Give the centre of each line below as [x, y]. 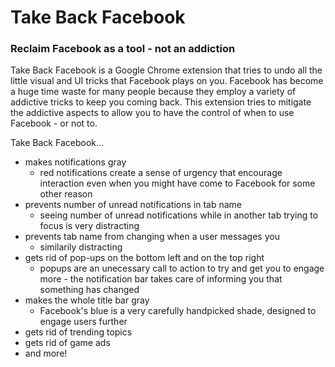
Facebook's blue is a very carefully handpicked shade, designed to [178, 311]
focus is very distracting [89, 226]
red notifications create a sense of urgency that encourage [161, 173]
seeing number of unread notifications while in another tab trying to [179, 215]
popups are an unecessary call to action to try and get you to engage [182, 268]
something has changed [89, 290]
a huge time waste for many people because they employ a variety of [153, 92]
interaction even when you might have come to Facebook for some [177, 183]
